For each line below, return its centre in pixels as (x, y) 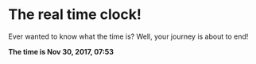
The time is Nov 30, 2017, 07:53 (61, 51)
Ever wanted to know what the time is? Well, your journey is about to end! (128, 36)
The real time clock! (75, 15)
